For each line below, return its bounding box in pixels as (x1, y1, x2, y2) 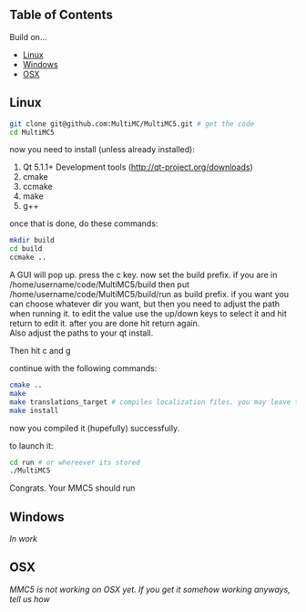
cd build (9, 244, 43, 254)
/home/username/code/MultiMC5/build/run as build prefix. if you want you (9, 289, 290, 299)
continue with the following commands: (9, 363, 158, 373)
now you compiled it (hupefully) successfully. (9, 422, 180, 433)
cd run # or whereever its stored (9, 458, 141, 467)
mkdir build (9, 236, 55, 245)
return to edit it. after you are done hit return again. (9, 318, 200, 328)
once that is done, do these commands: (9, 218, 158, 229)
